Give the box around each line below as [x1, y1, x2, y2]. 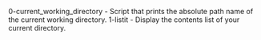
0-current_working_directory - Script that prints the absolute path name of [8, 7, 254, 16]
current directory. [8, 24, 66, 32]
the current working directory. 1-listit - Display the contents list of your [8, 15, 240, 24]
